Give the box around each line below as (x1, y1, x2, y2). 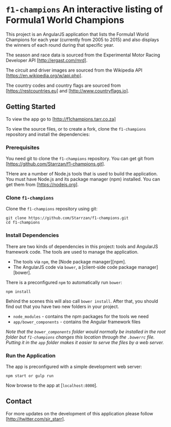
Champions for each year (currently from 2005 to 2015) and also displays (6, 37, 159, 43)
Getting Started (6, 103, 56, 111)
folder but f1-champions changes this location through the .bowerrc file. (6, 334, 155, 340)
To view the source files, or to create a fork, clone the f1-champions (6, 126, 146, 132)
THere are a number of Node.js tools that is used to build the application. (6, 171, 158, 177)
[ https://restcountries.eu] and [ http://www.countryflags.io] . (6, 87, 129, 94)
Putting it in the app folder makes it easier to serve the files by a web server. (6, 339, 164, 345)
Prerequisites (6, 144, 40, 151)
